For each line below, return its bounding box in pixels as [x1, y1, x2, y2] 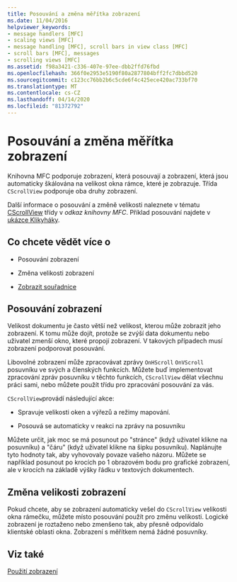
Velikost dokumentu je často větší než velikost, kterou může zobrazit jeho [7, 322, 221, 330]
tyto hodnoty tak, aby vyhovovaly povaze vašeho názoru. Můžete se [7, 451, 207, 459]
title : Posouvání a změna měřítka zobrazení [7, 10, 141, 18]
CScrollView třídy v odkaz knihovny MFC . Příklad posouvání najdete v [7, 208, 211, 216]
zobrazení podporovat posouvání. [7, 345, 106, 353]
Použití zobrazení [7, 567, 58, 576]
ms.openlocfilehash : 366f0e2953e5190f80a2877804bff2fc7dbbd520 [7, 69, 198, 77]
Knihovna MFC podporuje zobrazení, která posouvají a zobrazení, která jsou [7, 172, 229, 180]
